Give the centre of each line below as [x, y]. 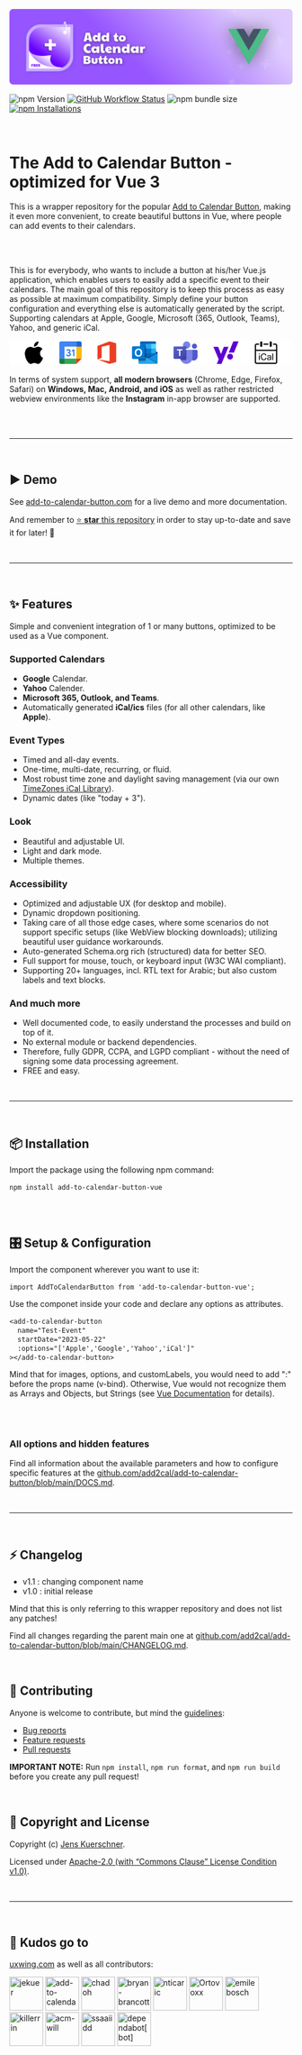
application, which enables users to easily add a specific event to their [139, 280]
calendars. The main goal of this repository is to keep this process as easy [147, 289]
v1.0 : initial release [58, 1591]
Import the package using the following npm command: [111, 1169]
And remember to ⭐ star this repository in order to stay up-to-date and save [150, 519]
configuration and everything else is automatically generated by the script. [147, 309]
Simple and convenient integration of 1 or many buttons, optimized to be [142, 626]
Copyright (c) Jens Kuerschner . [67, 1844]
